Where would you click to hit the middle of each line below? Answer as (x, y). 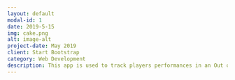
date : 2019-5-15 (31, 26)
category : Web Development (47, 59)
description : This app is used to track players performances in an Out (115, 65)
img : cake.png (28, 33)
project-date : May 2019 (42, 46)
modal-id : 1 (24, 20)
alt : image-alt (29, 40)
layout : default (31, 14)
